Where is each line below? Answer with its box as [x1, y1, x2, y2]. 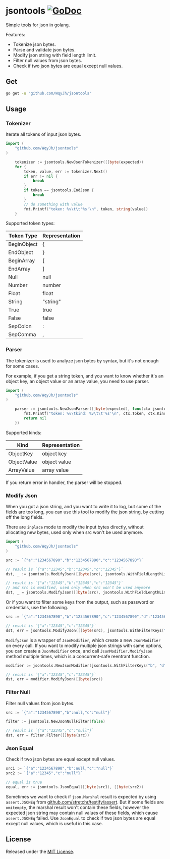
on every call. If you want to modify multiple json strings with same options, [6, 642, 163, 649]
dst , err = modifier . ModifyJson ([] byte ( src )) [6, 677, 103, 682]
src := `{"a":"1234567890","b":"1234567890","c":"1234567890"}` [6, 558, 144, 563]
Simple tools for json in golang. [6, 22, 70, 28]
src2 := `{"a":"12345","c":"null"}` [6, 771, 83, 776]
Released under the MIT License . [6, 848, 75, 854]
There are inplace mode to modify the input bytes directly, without [6, 524, 144, 530]
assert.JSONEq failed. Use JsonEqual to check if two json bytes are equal [6, 815, 156, 821]
